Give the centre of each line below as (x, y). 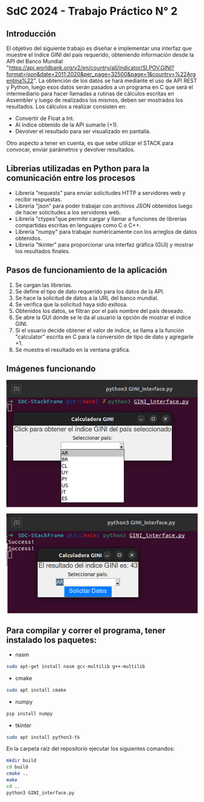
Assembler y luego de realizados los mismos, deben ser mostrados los (95, 100)
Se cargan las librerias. (44, 285)
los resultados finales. (42, 251)
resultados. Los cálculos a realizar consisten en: (66, 107)
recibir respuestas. (39, 199)
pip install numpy (29, 714)
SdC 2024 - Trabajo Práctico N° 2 (92, 11)
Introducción (31, 34)
